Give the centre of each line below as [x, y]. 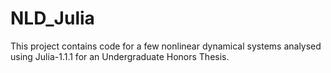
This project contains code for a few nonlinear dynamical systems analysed [166, 46]
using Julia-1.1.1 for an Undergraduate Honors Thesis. [120, 56]
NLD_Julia [52, 18]
